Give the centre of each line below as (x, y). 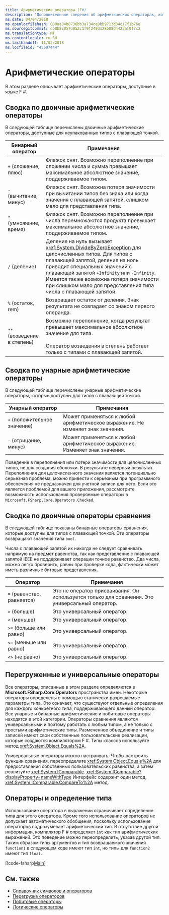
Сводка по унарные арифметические (68, 370)
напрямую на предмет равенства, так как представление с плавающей (82, 554)
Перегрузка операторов (38, 896)
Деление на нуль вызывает (79, 241)
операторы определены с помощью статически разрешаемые (73, 697)
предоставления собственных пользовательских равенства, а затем (79, 766)
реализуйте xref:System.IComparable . (45, 771)
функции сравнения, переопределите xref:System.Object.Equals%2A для (83, 761)
